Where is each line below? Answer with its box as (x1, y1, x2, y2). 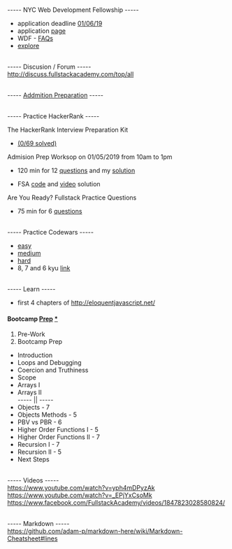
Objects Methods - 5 (17, 410, 78, 419)
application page (17, 27, 66, 35)
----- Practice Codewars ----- (7, 228, 94, 236)
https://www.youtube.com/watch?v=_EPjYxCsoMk (7, 491, 152, 499)
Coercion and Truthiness (17, 366, 89, 375)
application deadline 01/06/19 (17, 20, 103, 27)
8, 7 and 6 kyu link (17, 264, 71, 272)
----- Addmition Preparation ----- (7, 91, 103, 99)
